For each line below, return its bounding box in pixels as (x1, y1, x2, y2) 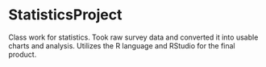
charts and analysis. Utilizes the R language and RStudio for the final (8, 40, 235, 50)
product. (8, 49, 37, 59)
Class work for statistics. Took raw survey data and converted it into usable (8, 32, 259, 42)
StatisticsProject (8, 6, 123, 24)
